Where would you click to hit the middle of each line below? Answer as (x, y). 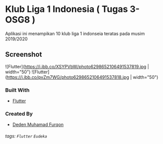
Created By (19, 114)
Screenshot (24, 55)
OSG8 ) (20, 20)
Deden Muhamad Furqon (38, 125)
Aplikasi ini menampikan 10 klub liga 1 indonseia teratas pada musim (75, 33)
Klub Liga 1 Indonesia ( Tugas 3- (73, 9)
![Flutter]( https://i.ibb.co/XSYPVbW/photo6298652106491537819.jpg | (77, 66)
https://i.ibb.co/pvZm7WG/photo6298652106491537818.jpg (68, 77)
